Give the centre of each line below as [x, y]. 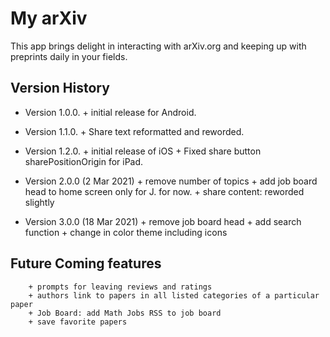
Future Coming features [86, 263]
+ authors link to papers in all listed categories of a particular [174, 295]
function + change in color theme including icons [126, 232]
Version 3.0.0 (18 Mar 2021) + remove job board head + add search [163, 221]
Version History [60, 88]
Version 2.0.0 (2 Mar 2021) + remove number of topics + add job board [171, 181]
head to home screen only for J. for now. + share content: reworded [164, 191]
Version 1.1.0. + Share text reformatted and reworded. [134, 131]
